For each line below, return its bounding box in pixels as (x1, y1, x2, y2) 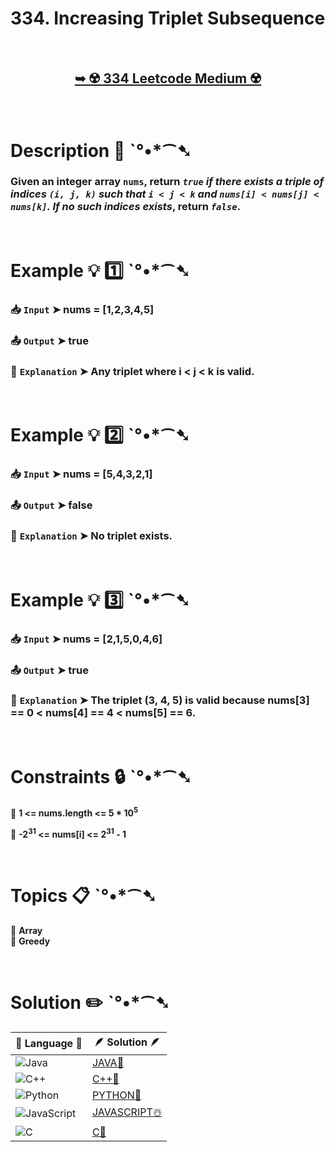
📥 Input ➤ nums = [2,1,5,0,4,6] (10, 632, 163, 646)
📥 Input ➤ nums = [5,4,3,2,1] (10, 467, 153, 481)
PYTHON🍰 (91, 1088, 142, 1102)
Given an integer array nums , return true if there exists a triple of (10, 175, 325, 189)
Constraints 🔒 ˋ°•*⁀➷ (10, 765, 193, 788)
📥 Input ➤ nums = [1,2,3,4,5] (10, 302, 155, 316)
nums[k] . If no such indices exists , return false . (10, 200, 242, 214)
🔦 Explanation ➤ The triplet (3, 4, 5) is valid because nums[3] (10, 693, 310, 707)
